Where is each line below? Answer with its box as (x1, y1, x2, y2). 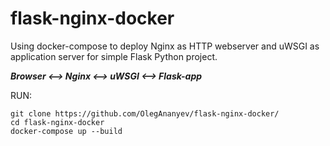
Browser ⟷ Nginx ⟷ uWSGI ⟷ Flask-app (10, 70, 203, 82)
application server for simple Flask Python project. (10, 50, 218, 62)
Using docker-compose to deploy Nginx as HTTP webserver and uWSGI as (10, 40, 320, 52)
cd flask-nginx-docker (10, 117, 105, 127)
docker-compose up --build (10, 126, 123, 136)
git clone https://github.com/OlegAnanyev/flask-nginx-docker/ (10, 108, 280, 119)
